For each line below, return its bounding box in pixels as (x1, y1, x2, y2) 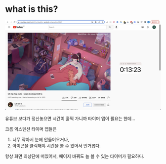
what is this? (5, 3, 58, 15)
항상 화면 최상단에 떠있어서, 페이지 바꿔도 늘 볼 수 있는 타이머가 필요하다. (5, 153, 145, 159)
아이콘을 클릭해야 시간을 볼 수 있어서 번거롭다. (12, 143, 101, 149)
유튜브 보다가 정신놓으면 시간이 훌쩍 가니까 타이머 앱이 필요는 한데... (5, 116, 136, 122)
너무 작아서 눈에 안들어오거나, (12, 137, 70, 143)
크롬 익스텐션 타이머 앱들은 (5, 126, 57, 132)
